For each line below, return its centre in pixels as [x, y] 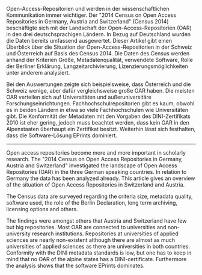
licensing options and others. [42, 209]
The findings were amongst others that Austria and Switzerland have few [96, 221]
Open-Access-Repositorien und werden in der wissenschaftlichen [88, 9]
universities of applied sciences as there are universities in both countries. [98, 246]
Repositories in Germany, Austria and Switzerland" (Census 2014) [88, 21]
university [19, 233]
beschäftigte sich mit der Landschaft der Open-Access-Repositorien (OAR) [99, 28]
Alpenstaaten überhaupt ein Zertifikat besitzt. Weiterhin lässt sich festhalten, [101, 129]
